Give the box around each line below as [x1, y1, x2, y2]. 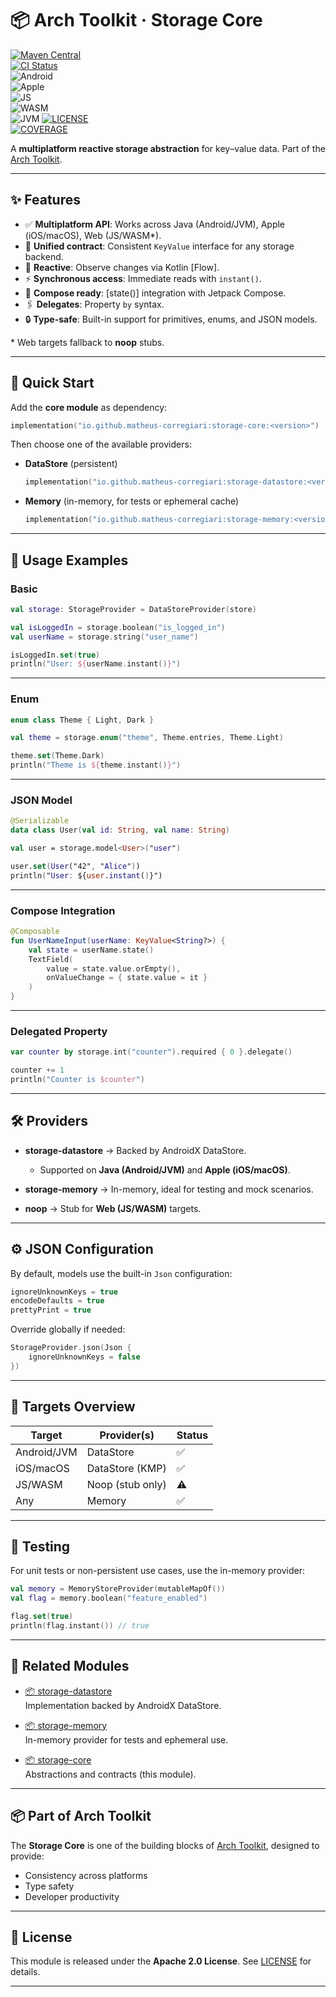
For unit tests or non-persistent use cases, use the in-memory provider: [10, 1565, 305, 1577]
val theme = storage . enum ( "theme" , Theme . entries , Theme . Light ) [10, 733, 284, 743]
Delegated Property [10, 1024, 108, 1038]
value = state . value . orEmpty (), [46, 963, 182, 974]
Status [176, 1428, 209, 1442]
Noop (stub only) [86, 1477, 167, 1491]
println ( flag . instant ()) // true [10, 1621, 150, 1631]
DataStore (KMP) [86, 1461, 167, 1475]
